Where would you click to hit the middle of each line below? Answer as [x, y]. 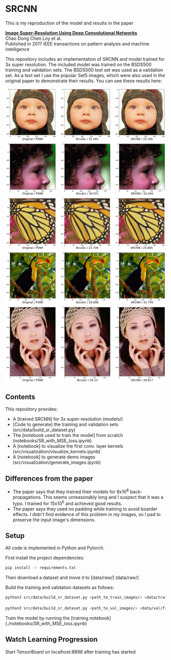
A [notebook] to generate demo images [54, 457]
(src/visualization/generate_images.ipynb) [57, 462]
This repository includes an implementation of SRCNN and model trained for [85, 59]
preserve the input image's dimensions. [54, 520]
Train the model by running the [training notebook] [58, 618]
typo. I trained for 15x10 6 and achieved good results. [67, 503]
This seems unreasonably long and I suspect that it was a [103, 497]
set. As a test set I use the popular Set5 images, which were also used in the [85, 75]
